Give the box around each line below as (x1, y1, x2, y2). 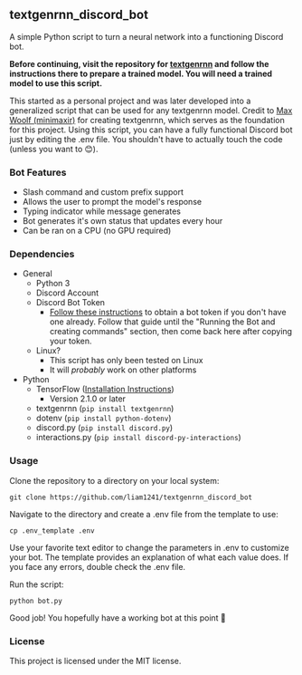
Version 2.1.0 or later (49, 393, 127, 404)
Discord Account (35, 287, 99, 298)
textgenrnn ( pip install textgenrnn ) (35, 403, 175, 414)
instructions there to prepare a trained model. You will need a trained (9, 68, 273, 79)
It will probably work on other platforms (49, 364, 197, 375)
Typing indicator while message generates (22, 206, 181, 217)
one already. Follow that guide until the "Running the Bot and (49, 316, 276, 327)
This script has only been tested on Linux (49, 355, 203, 366)
